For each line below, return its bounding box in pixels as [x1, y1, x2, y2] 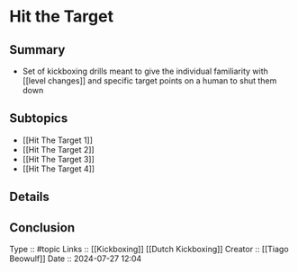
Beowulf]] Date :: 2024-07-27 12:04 [9, 253, 142, 264]
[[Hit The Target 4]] [22, 163, 95, 174]
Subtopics [9, 110, 68, 127]
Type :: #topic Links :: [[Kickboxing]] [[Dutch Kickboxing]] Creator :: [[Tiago [9, 244, 290, 255]
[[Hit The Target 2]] [22, 144, 95, 154]
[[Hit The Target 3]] [22, 154, 95, 164]
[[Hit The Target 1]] [22, 135, 93, 145]
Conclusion [9, 220, 76, 235]
